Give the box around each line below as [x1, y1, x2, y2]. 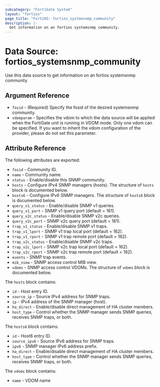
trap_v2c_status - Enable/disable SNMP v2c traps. [12, 239, 114, 244]
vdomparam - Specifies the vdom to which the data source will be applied [12, 114, 155, 120]
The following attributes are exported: [5, 157, 80, 163]
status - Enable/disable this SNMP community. [12, 177, 105, 182]
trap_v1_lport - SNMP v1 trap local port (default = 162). [12, 228, 123, 234]
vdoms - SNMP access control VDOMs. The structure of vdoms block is [12, 264, 150, 270]
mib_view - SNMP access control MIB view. [12, 259, 98, 265]
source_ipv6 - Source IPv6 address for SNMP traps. [12, 338, 115, 344]
